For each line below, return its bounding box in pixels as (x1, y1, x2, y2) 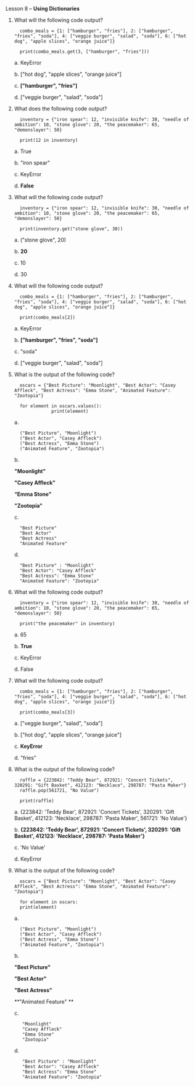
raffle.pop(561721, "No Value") (19, 788, 99, 794)
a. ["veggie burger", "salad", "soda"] (14, 720, 103, 727)
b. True (14, 643, 32, 649)
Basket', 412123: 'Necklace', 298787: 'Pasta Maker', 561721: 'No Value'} (14, 815, 187, 821)
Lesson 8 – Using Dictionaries (5, 5, 80, 12)
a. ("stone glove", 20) (14, 237, 66, 243)
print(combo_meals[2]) (19, 314, 76, 320)
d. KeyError (14, 855, 42, 862)
